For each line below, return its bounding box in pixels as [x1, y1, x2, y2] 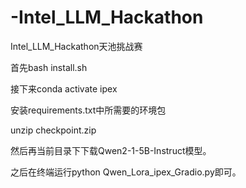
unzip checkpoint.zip [10, 124, 97, 136]
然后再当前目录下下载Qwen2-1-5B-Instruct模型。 [10, 144, 212, 156]
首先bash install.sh [10, 61, 88, 73]
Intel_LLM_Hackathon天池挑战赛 [10, 40, 143, 52]
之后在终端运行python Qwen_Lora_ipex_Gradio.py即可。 [10, 166, 242, 178]
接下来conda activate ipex [10, 82, 118, 95]
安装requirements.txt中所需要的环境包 [10, 104, 167, 116]
